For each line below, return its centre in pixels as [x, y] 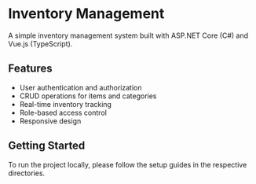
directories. [27, 173]
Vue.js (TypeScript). [40, 43]
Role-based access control [63, 112]
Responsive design [50, 121]
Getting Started [47, 146]
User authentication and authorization [81, 87]
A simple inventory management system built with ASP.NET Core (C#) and [128, 35]
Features [30, 69]
